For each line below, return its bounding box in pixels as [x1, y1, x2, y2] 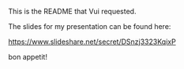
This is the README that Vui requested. [8, 7, 137, 16]
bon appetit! [8, 53, 47, 61]
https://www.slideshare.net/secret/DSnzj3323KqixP [8, 37, 176, 46]
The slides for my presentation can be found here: [8, 22, 171, 31]
